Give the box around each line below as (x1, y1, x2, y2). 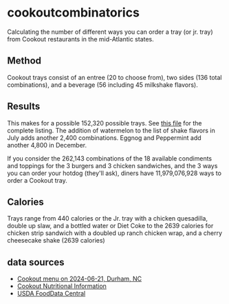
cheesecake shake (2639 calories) (7, 236, 105, 245)
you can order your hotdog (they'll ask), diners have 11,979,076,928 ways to (7, 169, 222, 177)
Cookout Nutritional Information (17, 282, 107, 290)
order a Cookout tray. (7, 176, 67, 184)
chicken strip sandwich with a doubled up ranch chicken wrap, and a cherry (7, 229, 222, 237)
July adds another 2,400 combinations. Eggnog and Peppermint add (7, 133, 201, 142)
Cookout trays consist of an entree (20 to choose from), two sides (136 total (7, 73, 222, 81)
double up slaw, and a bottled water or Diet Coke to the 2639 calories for (7, 222, 214, 230)
